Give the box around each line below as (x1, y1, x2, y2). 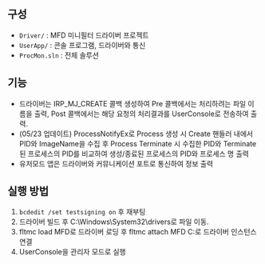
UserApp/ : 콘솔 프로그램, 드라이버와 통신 (18, 40, 146, 50)
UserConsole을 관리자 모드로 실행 (18, 247, 126, 257)
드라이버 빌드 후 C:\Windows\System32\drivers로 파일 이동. (18, 217, 209, 226)
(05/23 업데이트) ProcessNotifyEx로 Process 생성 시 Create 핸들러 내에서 (18, 129, 253, 138)
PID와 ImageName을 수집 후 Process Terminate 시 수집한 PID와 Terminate (18, 138, 257, 148)
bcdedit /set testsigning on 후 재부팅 (18, 207, 146, 217)
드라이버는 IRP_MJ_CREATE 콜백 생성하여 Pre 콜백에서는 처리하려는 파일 (18, 98, 247, 108)
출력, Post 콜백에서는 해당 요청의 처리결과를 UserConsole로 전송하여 (34, 109, 249, 118)
